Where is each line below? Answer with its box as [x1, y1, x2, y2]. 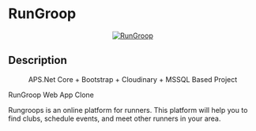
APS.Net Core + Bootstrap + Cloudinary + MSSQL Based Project [28, 74, 238, 84]
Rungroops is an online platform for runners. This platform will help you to [8, 105, 248, 114]
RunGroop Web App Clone [8, 90, 95, 99]
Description [8, 54, 67, 67]
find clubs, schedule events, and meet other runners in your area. [8, 114, 221, 123]
